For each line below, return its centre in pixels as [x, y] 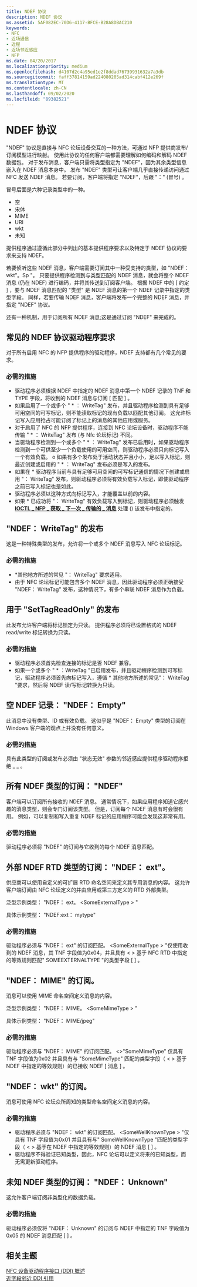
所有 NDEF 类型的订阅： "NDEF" [64, 786]
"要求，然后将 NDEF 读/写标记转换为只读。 [66, 685]
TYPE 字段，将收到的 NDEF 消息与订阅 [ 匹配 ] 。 [74, 398]
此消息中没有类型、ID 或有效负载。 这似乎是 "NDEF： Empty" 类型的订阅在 [96, 720]
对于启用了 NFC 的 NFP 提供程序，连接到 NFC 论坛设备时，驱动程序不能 [101, 427]
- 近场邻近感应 [22, 50]
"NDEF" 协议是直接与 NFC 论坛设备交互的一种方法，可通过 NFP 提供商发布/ [97, 147]
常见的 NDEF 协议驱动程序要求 [61, 337]
